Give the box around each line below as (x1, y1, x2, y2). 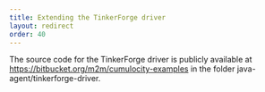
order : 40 (9, 29, 47, 38)
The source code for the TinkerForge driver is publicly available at (9, 54, 252, 65)
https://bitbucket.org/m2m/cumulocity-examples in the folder (9, 63, 235, 74)
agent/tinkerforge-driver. (9, 73, 101, 84)
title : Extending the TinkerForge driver (9, 13, 167, 22)
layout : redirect (9, 21, 74, 30)
